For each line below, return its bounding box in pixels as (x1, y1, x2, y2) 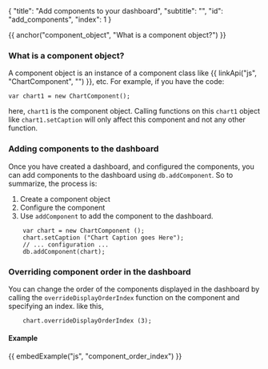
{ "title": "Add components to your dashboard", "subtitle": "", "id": (8, 6, 224, 15)
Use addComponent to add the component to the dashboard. (19, 211, 214, 221)
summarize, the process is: (8, 178, 98, 188)
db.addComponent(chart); (22, 247, 106, 255)
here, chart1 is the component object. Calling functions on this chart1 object (8, 106, 261, 116)
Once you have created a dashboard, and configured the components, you (8, 162, 254, 171)
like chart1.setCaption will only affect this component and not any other (8, 114, 246, 125)
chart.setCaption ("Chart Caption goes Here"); (22, 234, 184, 242)
